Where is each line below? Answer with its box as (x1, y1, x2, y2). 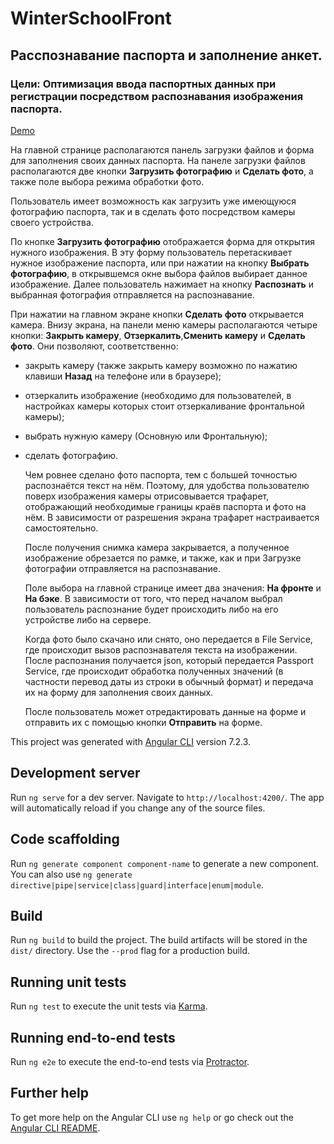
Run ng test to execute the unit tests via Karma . (10, 1000, 208, 1012)
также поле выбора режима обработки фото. (10, 175, 205, 187)
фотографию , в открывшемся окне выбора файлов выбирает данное (10, 267, 308, 279)
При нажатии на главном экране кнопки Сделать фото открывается (10, 308, 305, 320)
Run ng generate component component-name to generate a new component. (10, 857, 320, 869)
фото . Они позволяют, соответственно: (10, 340, 179, 352)
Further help (10, 1085, 90, 1102)
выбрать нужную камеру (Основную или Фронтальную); (24, 430, 268, 442)
